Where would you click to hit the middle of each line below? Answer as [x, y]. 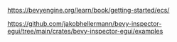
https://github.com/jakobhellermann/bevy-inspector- [85, 23]
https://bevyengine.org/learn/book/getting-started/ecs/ [88, 10]
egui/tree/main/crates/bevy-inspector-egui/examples [85, 31]
